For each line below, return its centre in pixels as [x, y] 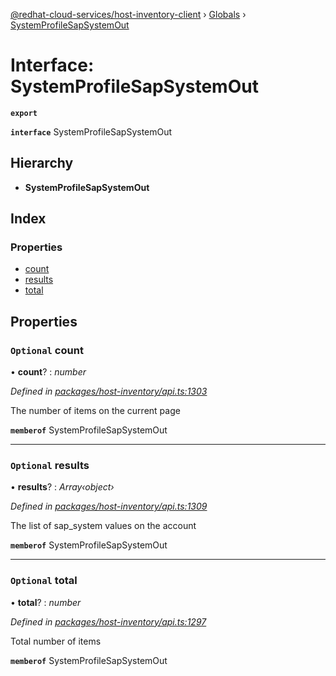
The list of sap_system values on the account [103, 526]
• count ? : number [48, 372]
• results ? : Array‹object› [62, 487]
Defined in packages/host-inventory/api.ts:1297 [108, 621]
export [24, 113]
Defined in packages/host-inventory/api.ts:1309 [109, 506]
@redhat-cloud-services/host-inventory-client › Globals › [128, 14]
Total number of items [56, 641]
